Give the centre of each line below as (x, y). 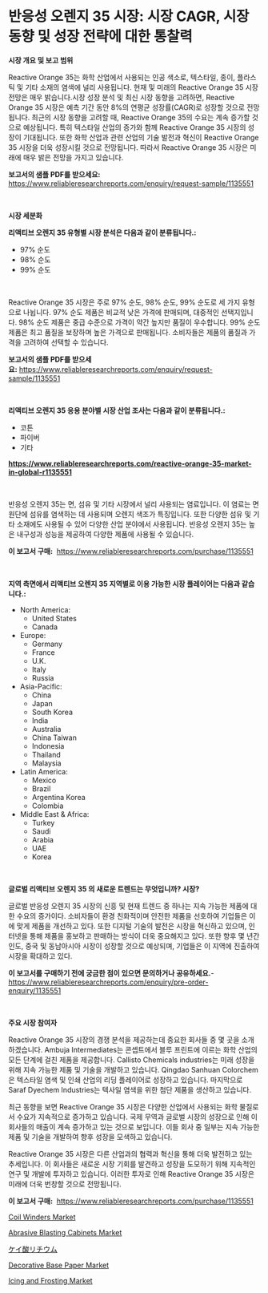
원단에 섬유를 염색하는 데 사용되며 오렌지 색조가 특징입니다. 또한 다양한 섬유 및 (130, 514)
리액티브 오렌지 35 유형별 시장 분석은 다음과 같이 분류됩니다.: (102, 232)
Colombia (48, 806)
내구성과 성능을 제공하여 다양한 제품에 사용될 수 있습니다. (105, 534)
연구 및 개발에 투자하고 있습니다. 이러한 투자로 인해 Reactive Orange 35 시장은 (131, 1174)
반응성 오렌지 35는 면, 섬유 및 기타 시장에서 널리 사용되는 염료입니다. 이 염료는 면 (134, 504)
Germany (47, 644)
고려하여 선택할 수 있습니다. (66, 342)
